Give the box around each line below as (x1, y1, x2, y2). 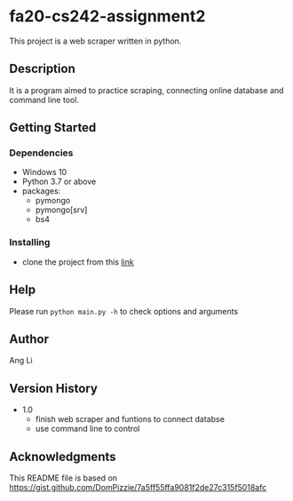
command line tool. (9, 94, 80, 105)
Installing (9, 236, 51, 249)
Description (9, 61, 75, 76)
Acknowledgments (9, 449, 117, 464)
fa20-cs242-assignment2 (9, 6, 206, 27)
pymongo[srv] (35, 204, 88, 215)
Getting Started (9, 120, 97, 135)
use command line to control (35, 424, 140, 434)
